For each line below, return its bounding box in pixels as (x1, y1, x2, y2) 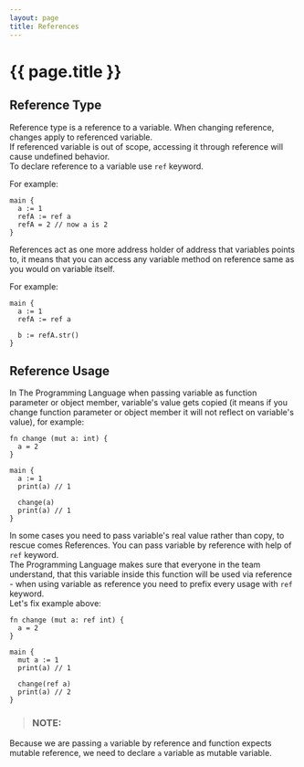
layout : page (9, 13, 59, 23)
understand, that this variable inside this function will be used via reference (9, 569, 292, 580)
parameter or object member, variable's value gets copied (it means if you (9, 397, 288, 408)
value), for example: (9, 416, 85, 427)
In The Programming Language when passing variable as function (9, 387, 257, 398)
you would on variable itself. (9, 263, 116, 274)
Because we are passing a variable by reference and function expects (9, 737, 272, 749)
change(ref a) (17, 679, 71, 689)
